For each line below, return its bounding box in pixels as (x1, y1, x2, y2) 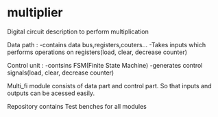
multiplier (7, 5, 63, 21)
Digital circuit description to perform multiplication (7, 27, 149, 36)
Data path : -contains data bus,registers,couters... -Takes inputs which (7, 40, 206, 49)
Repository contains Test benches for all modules (7, 102, 147, 110)
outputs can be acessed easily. (7, 89, 95, 97)
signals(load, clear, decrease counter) (7, 68, 114, 77)
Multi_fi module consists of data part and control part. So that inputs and (7, 81, 212, 90)
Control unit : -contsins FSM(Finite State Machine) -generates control (7, 61, 203, 69)
